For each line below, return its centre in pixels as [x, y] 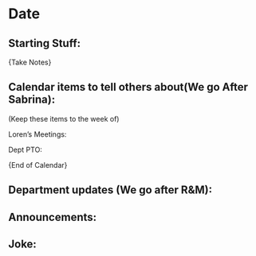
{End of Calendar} [38, 165]
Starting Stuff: [45, 43]
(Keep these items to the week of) [64, 118]
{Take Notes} [30, 62]
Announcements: [53, 217]
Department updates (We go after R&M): [110, 190]
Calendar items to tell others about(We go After [128, 87]
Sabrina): [32, 100]
